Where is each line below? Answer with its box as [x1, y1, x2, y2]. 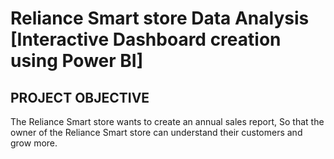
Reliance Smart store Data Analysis [10, 7, 310, 30]
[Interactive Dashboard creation [10, 28, 282, 51]
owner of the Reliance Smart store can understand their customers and [10, 127, 303, 138]
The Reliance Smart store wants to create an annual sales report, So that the [10, 116, 325, 127]
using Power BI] [10, 50, 144, 72]
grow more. [10, 137, 58, 149]
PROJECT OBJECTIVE [10, 89, 150, 106]
